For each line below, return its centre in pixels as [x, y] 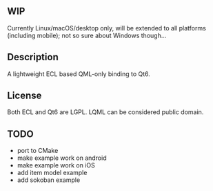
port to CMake [38, 151]
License [24, 96]
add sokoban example [49, 180]
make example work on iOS [56, 165]
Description [33, 57]
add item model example [52, 173]
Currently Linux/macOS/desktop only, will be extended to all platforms [107, 28]
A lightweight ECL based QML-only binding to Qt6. [79, 74]
